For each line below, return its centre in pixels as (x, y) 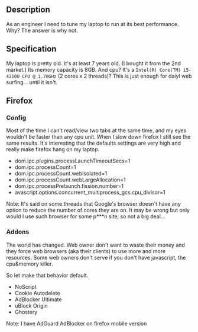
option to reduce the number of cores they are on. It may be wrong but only (98, 210)
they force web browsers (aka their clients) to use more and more (86, 251)
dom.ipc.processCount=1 (45, 167)
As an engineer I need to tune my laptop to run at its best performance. (92, 24)
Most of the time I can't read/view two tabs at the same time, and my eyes (96, 130)
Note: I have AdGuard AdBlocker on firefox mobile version (77, 323)
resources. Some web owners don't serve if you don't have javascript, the (96, 257)
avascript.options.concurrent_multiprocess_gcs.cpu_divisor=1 (90, 193)
